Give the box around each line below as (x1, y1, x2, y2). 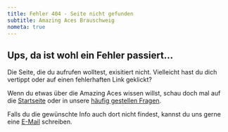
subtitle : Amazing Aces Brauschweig (7, 17, 115, 24)
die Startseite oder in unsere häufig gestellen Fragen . (7, 96, 162, 105)
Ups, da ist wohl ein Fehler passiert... (7, 49, 174, 61)
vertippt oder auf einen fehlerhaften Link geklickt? (7, 75, 153, 84)
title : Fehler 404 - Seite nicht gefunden (7, 10, 134, 18)
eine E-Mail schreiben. (7, 117, 72, 126)
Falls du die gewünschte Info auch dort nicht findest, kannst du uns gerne (7, 110, 222, 119)
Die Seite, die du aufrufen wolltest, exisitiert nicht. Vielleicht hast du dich (7, 68, 217, 77)
